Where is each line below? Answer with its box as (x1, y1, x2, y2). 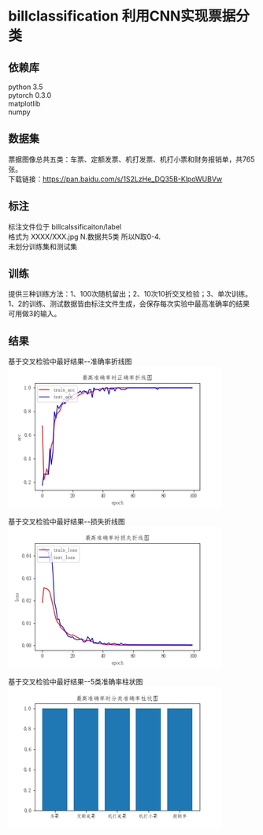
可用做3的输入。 (8, 309, 61, 319)
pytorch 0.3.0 (8, 91, 52, 99)
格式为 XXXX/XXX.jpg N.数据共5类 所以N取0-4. (8, 232, 161, 241)
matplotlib (8, 99, 41, 108)
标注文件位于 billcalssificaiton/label (8, 222, 122, 231)
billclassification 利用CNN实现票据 (8, 7, 236, 25)
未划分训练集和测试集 (8, 241, 77, 251)
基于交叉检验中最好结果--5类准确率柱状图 (8, 677, 143, 687)
